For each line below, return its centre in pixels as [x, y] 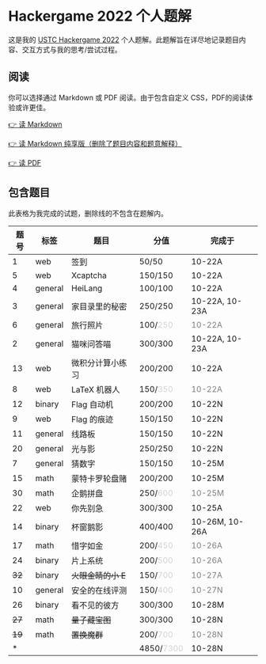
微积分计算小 [95, 362]
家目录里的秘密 [99, 306]
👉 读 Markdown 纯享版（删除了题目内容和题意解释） [95, 143]
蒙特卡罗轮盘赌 [99, 478]
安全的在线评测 [99, 590]
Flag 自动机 [92, 404]
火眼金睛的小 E [99, 575]
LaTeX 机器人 [95, 389]
